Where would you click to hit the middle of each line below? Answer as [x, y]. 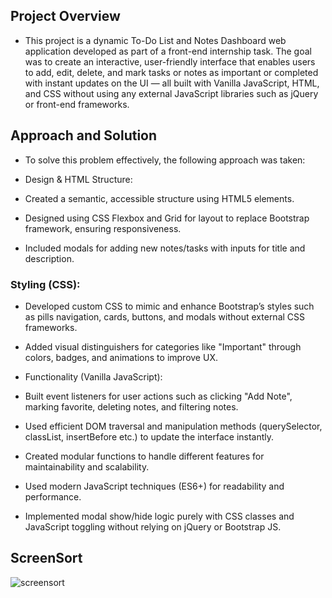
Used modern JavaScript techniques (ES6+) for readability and [154, 486]
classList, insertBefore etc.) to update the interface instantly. [149, 436]
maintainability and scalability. [87, 466]
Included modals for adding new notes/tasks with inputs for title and [165, 248]
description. [49, 258]
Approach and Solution [84, 135]
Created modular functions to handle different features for [144, 456]
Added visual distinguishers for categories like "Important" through [163, 346]
